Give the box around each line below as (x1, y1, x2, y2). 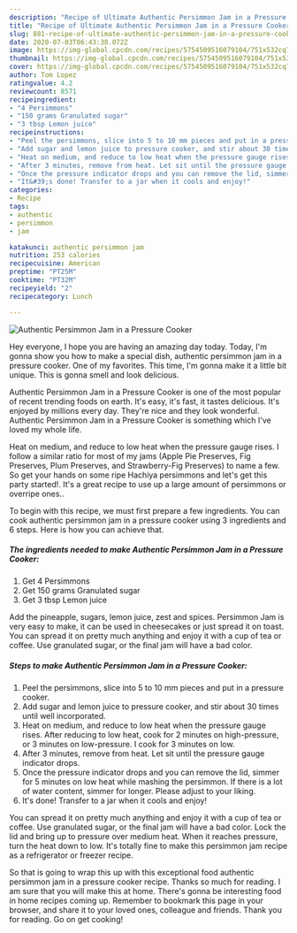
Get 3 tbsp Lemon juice (21, 594, 108, 606)
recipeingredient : (9, 95, 77, 104)
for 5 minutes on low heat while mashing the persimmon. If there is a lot (21, 776, 283, 787)
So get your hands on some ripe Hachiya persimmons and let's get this (9, 470, 268, 480)
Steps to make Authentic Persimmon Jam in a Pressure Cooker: (9, 661, 247, 671)
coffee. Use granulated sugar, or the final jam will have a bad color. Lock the (9, 822, 286, 832)
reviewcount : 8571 (9, 87, 77, 96)
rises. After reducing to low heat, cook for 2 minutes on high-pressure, (21, 730, 279, 740)
